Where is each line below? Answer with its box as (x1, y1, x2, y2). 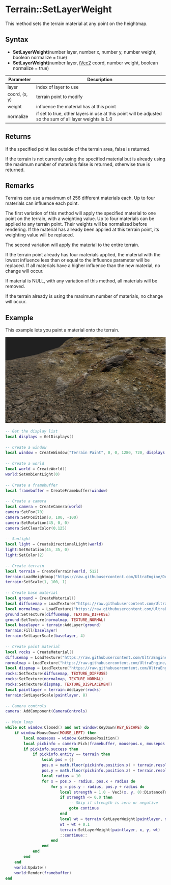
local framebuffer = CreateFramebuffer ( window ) (5, 488, 108, 493)
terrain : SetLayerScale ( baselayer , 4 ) (5, 633, 85, 639)
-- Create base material (5, 590, 58, 595)
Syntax (5, 35, 28, 44)
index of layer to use (36, 84, 79, 90)
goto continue (69, 806, 99, 811)
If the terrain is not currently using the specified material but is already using (5, 156, 165, 162)
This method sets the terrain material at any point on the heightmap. (5, 20, 148, 27)
